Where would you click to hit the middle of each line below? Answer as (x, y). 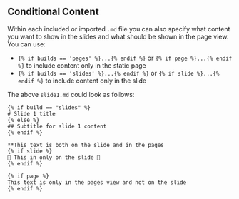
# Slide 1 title (31, 113)
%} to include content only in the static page (82, 65)
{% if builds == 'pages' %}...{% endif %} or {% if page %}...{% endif (125, 58)
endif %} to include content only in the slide (82, 81)
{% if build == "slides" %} (49, 107)
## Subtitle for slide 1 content (57, 126)
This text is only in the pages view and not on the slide (97, 182)
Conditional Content (53, 12)
